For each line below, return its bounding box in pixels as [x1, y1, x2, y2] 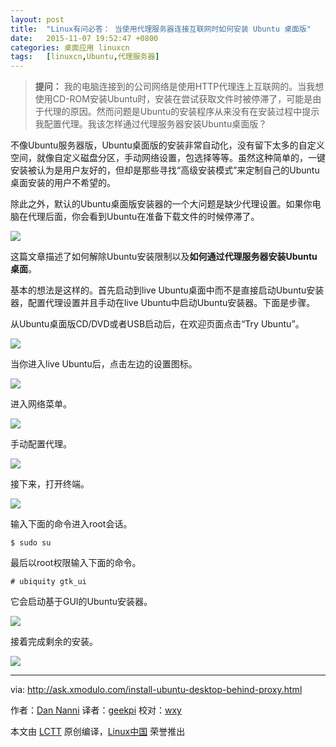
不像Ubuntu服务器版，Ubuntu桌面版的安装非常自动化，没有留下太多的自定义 [10, 139, 325, 151]
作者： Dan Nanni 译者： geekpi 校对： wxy [10, 704, 182, 716]
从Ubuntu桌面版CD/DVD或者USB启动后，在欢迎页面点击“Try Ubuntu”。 [10, 318, 305, 330]
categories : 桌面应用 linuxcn [10, 42, 130, 53]
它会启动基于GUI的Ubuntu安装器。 [10, 596, 153, 608]
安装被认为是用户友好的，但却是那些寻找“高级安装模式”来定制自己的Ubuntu [10, 164, 320, 176]
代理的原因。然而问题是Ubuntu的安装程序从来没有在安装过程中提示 [43, 106, 320, 118]
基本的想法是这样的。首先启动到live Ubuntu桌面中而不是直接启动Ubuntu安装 [10, 284, 325, 296]
